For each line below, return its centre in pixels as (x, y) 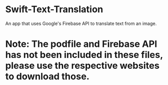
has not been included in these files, (84, 55)
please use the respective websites (82, 66)
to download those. (48, 77)
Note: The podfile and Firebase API (81, 44)
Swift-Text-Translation (54, 9)
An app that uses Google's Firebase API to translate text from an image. (81, 23)
